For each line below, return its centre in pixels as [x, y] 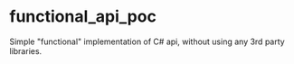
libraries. [26, 50]
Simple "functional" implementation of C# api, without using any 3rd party [147, 41]
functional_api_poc [83, 17]
